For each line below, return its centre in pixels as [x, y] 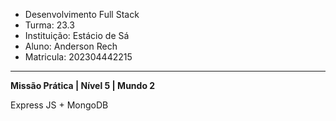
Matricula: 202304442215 [78, 57]
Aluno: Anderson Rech [71, 46]
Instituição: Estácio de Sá [77, 35]
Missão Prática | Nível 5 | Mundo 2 [83, 85]
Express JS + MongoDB [59, 105]
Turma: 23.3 [49, 25]
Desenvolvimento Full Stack [82, 14]
